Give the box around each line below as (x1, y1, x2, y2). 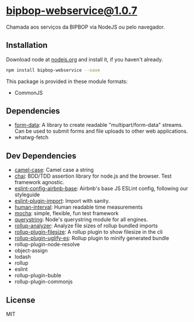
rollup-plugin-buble (14, 272, 62, 279)
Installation (6, 40, 48, 50)
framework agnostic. (14, 179, 65, 186)
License (6, 295, 36, 305)
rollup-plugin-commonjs (14, 278, 73, 285)
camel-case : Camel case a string (14, 167, 94, 174)
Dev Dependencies (6, 151, 77, 161)
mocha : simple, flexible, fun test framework (14, 210, 119, 217)
